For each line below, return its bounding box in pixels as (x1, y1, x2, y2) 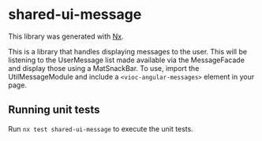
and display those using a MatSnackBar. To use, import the (8, 63, 200, 72)
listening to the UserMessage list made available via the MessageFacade (8, 55, 245, 65)
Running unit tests (8, 103, 100, 117)
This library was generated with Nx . (8, 32, 124, 41)
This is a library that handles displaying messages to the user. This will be (8, 46, 247, 56)
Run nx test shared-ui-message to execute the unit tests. (8, 124, 193, 133)
